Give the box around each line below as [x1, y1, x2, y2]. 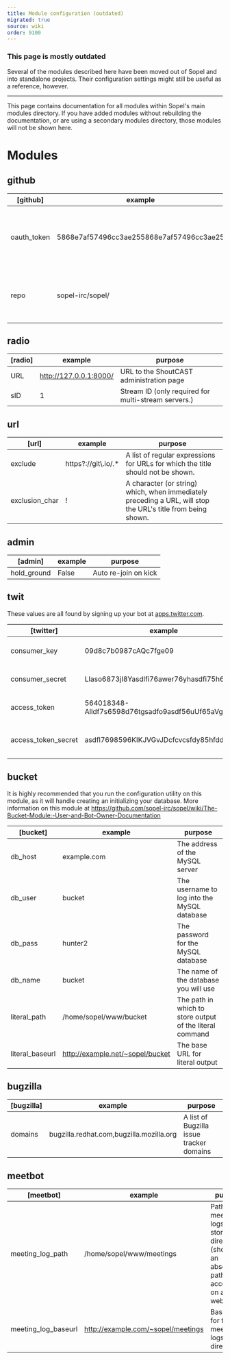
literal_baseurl [10, 1049, 56, 1059]
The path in [177, 995, 214, 1004]
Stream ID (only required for [120, 386, 210, 396]
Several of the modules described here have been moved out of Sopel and [7, 67, 217, 75]
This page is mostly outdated [7, 52, 106, 62]
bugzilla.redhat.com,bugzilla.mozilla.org [49, 1130, 177, 1139]
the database [177, 975, 220, 985]
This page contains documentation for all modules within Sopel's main [7, 101, 205, 110]
